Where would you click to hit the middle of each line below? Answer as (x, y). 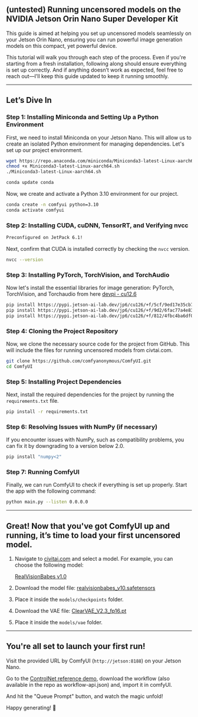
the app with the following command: (51, 491)
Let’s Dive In (29, 100)
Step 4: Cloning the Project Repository (62, 331)
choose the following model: (49, 565)
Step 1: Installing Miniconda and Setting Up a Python (82, 117)
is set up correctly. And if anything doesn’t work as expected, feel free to (95, 70)
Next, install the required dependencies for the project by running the (90, 395)
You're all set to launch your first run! (76, 646)
